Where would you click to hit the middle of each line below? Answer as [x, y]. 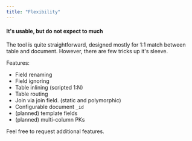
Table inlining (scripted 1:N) [49, 87]
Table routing [31, 94]
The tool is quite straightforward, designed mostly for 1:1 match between [96, 44]
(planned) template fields [46, 113]
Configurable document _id [50, 107]
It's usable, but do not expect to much [55, 31]
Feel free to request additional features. [55, 131]
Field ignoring [32, 81]
